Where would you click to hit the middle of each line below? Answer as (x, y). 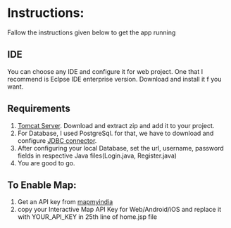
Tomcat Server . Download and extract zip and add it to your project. (116, 125)
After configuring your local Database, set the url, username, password (120, 148)
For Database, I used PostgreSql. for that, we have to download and (115, 133)
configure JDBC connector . (57, 140)
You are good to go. (46, 163)
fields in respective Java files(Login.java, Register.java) (97, 156)
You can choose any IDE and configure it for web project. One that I (105, 71)
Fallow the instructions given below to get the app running (92, 32)
